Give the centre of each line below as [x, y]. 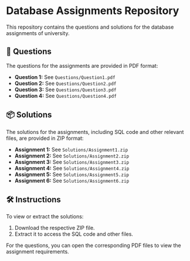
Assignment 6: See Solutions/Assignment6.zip [72, 180]
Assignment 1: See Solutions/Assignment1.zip [71, 149]
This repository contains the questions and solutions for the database [90, 27]
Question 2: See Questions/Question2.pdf [65, 83]
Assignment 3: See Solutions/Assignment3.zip [72, 162]
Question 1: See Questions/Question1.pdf [65, 77]
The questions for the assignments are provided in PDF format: [82, 66]
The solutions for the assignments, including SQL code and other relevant [95, 132]
